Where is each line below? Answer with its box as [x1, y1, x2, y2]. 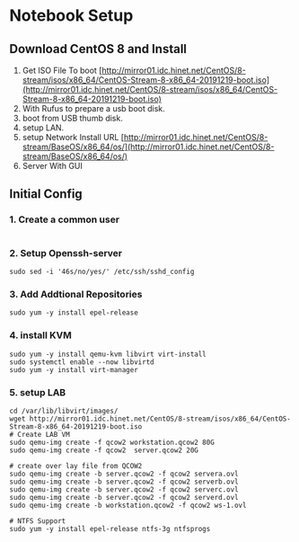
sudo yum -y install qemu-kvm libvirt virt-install [9, 350, 207, 359]
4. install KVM [9, 329, 72, 342]
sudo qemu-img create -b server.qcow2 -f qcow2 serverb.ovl [9, 477, 240, 486]
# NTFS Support [9, 516, 66, 526]
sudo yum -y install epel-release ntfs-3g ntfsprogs [9, 524, 211, 533]
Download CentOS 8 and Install [9, 41, 187, 57]
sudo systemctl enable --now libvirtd [9, 357, 154, 367]
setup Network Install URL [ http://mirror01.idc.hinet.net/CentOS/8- [22, 132, 268, 142]
